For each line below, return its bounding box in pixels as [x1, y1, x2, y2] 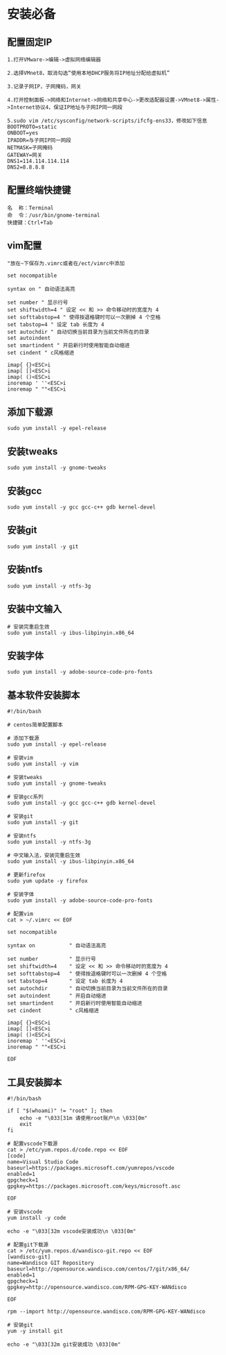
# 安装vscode [7, 1208, 43, 1215]
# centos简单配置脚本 [7, 722, 64, 728]
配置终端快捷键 [7, 185, 71, 196]
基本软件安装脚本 [7, 689, 80, 701]
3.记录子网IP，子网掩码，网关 [7, 83, 82, 90]
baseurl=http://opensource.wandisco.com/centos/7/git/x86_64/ [7, 1265, 190, 1272]
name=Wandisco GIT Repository [7, 1259, 95, 1266]
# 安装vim [7, 754, 33, 762]
